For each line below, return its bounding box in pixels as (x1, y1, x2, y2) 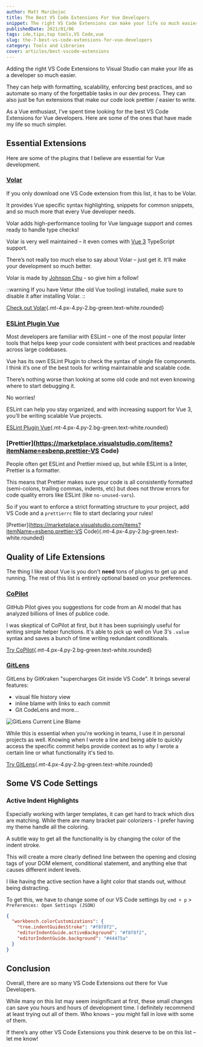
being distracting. (6, 884, 50, 891)
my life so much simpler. (6, 121, 67, 128)
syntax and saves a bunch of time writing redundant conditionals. (6, 634, 169, 641)
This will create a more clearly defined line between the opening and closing (6, 853, 196, 860)
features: (6, 681, 29, 689)
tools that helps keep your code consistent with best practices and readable (6, 340, 195, 347)
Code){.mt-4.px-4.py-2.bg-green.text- (83, 528, 179, 535)
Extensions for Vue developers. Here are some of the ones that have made (6, 114, 192, 121)
